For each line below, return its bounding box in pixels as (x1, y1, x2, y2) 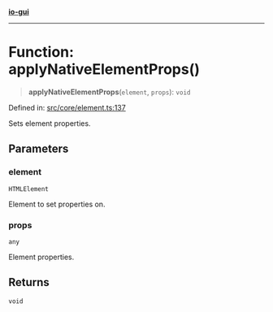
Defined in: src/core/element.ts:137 (8, 102, 126, 112)
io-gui (8, 7, 30, 16)
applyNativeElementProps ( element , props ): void (28, 87, 191, 97)
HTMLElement (8, 184, 49, 193)
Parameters (8, 142, 69, 156)
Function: (8, 43, 75, 62)
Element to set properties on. (8, 199, 106, 209)
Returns (8, 275, 50, 289)
